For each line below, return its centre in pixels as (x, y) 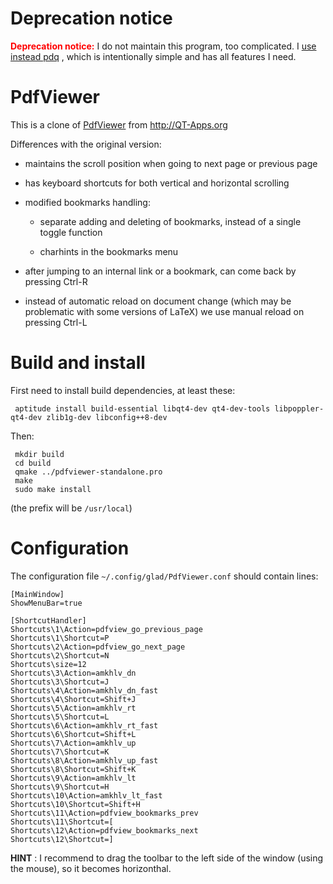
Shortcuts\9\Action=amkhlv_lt (73, 778)
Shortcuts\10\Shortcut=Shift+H (75, 804)
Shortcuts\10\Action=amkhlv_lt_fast (86, 795)
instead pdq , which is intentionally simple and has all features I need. (153, 56)
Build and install (78, 363)
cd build (33, 463)
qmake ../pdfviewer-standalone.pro (88, 472)
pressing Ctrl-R (56, 281)
